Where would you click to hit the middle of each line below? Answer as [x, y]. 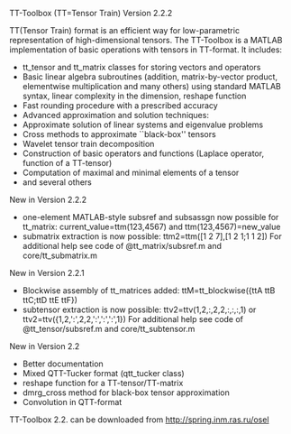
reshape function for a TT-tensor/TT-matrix [103, 383]
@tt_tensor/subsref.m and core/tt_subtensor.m [109, 329]
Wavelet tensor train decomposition [88, 144]
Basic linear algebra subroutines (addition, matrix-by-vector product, [150, 77]
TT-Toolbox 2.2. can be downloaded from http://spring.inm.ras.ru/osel [139, 420]
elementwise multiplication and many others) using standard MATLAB [152, 86]
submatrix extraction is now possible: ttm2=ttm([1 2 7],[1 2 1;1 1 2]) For [152, 236]
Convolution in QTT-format [72, 402]
